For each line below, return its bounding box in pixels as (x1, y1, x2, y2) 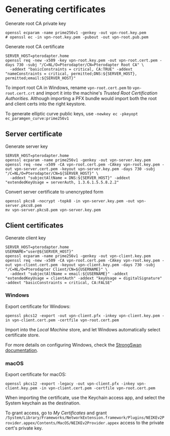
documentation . (5, 347, 39, 353)
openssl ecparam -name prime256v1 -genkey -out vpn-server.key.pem (5, 158, 151, 163)
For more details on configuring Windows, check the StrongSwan (5, 341, 142, 348)
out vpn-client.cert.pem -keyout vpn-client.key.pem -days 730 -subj (5, 262, 156, 267)
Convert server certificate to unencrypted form (5, 189, 104, 195)
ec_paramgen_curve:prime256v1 (5, 116, 70, 121)
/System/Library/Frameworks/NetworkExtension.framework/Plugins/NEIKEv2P (5, 415, 165, 420)
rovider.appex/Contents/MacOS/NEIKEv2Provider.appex (5, 421, 119, 426)
